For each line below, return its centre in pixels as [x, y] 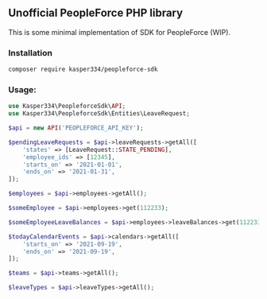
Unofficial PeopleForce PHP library [96, 13]
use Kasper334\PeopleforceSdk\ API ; [67, 107]
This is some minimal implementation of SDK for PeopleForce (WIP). [120, 32]
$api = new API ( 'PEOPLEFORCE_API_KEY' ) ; [76, 128]
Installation [31, 52]
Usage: [23, 89]
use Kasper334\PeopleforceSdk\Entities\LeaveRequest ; [99, 114]
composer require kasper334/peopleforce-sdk [83, 70]
